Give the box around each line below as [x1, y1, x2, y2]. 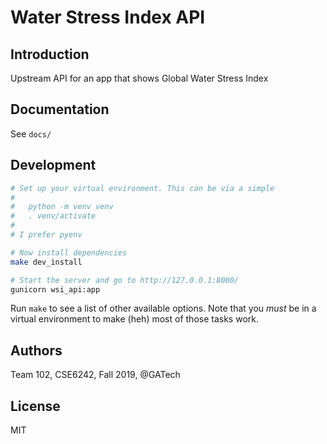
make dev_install [10, 257, 83, 267]
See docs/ [10, 127, 52, 140]
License [10, 397, 61, 415]
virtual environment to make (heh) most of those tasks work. [10, 313, 259, 325]
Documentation [10, 101, 110, 118]
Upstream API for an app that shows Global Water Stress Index [10, 72, 269, 84]
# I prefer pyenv [10, 230, 83, 240]
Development [10, 157, 97, 174]
